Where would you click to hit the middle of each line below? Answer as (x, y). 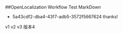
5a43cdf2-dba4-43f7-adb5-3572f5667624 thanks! (65, 17)
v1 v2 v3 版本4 (20, 27)
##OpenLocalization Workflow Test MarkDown (53, 7)
